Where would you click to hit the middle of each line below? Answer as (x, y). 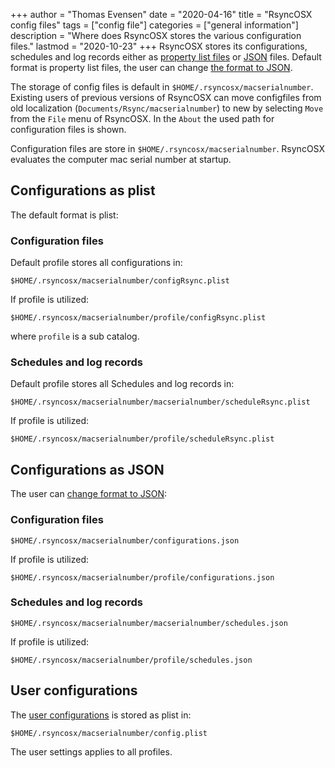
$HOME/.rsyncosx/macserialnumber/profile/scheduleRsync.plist (142, 439)
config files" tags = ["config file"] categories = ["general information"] (154, 25)
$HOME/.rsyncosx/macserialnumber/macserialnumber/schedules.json (149, 623)
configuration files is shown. (68, 129)
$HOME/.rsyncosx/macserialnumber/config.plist (109, 733)
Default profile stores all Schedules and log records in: (122, 384)
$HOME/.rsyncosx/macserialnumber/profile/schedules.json (131, 660)
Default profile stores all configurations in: (96, 263)
